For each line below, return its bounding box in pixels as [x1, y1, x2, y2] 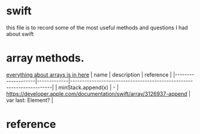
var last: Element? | [6, 96, 54, 103]
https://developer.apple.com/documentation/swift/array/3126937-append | [6, 90, 190, 97]
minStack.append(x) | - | [58, 84, 119, 91]
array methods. [6, 51, 84, 65]
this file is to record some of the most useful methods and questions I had [6, 24, 189, 31]
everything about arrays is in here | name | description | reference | [6, 71, 172, 78]
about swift [6, 30, 34, 37]
